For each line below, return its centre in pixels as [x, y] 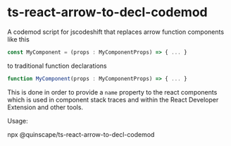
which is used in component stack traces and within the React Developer [113, 99]
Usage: [18, 121]
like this [18, 39]
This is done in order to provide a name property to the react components [112, 92]
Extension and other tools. [45, 107]
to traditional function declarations [57, 66]
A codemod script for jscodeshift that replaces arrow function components [115, 32]
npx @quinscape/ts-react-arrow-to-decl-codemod [81, 134]
